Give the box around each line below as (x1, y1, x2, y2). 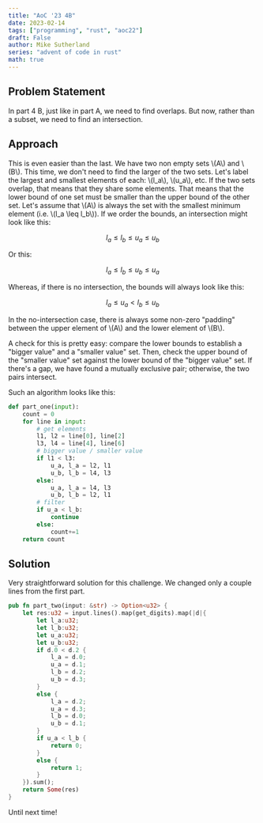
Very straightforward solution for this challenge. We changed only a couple (8, 578, 252, 588)
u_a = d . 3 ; (50, 705, 87, 713)
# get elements (36, 425, 87, 433)
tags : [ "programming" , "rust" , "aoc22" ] (8, 26, 144, 34)
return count (22, 535, 66, 543)
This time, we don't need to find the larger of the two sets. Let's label (24, 167, 249, 176)
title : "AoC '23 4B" (8, 11, 77, 20)
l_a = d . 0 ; (50, 654, 87, 662)
